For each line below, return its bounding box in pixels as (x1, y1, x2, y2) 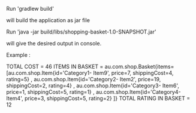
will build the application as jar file (6, 17, 90, 23)
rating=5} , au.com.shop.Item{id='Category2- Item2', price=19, (6, 76, 161, 83)
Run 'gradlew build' (6, 5, 54, 12)
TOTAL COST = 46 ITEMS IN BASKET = (6, 63, 104, 70)
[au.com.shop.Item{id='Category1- (6, 69, 92, 77)
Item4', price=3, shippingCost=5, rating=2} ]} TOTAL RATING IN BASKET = (6, 95, 191, 102)
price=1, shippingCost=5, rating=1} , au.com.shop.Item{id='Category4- (6, 88, 181, 95)
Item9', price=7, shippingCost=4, (92, 69, 174, 77)
